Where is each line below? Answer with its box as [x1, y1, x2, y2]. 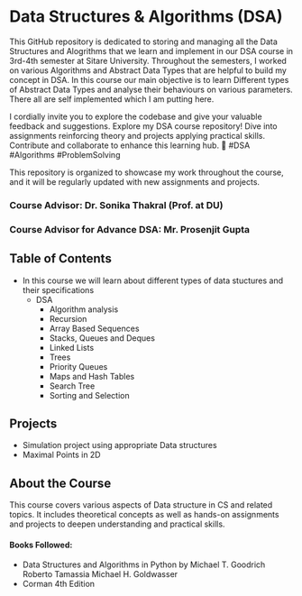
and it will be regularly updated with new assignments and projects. [9, 176, 260, 187]
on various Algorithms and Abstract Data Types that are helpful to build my [9, 65, 287, 76]
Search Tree [49, 381, 96, 391]
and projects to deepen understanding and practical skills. [9, 518, 225, 529]
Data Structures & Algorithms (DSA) [9, 6, 283, 27]
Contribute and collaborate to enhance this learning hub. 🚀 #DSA [9, 140, 251, 151]
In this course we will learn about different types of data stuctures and [22, 275, 284, 286]
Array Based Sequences [49, 323, 140, 334]
